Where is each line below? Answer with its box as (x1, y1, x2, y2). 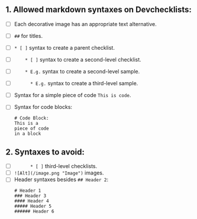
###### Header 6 (14, 208, 54, 215)
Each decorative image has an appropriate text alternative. (14, 20, 157, 27)
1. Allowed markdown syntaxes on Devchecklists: (5, 5, 192, 15)
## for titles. (14, 32, 43, 39)
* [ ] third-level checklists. (30, 163, 98, 170)
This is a (14, 121, 39, 127)
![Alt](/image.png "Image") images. (14, 169, 104, 176)
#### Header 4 (14, 198, 49, 204)
